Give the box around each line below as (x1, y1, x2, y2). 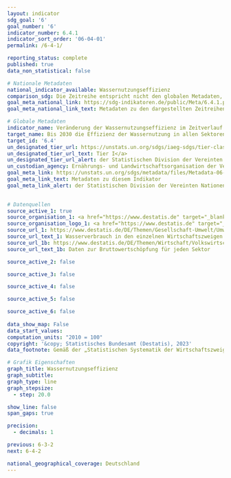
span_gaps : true (7, 410, 54, 417)
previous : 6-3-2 (7, 441, 54, 448)
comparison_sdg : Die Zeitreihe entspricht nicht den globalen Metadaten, (7, 92, 223, 100)
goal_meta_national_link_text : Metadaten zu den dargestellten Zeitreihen (7, 106, 226, 112)
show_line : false (7, 404, 57, 410)
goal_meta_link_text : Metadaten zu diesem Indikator (7, 176, 162, 183)
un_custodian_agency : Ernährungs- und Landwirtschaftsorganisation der (7, 163, 217, 170)
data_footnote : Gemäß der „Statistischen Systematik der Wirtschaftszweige (7, 346, 229, 354)
